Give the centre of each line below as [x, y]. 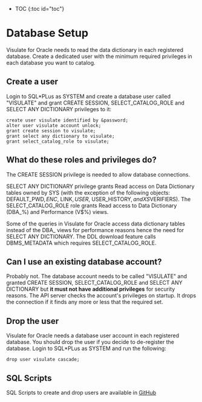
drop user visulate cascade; [43, 360]
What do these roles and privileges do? [82, 160]
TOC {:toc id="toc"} [40, 9]
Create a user [32, 82]
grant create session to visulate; [51, 131]
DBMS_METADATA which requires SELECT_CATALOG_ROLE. [81, 243]
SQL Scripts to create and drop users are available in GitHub [81, 393]
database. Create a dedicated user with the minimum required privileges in [99, 56]
